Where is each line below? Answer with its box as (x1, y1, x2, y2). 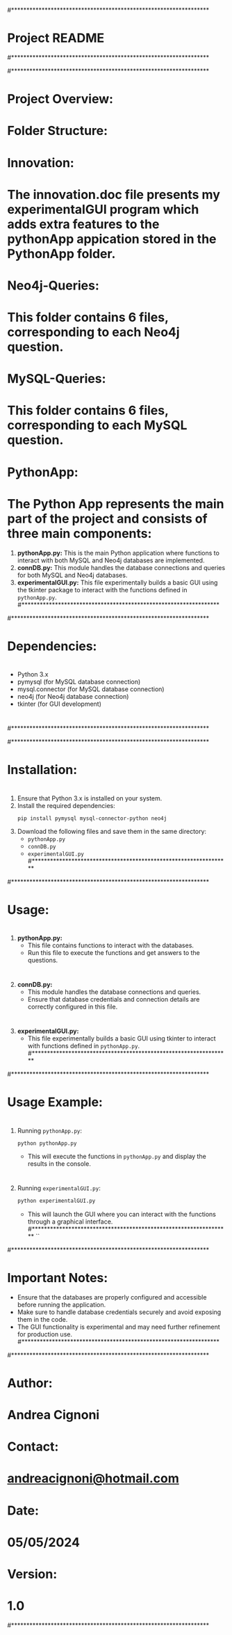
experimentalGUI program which (7, 201, 199, 217)
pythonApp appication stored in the (7, 231, 217, 246)
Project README (7, 31, 105, 46)
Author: (7, 1375, 53, 1391)
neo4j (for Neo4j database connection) (17, 692, 129, 700)
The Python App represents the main (7, 496, 224, 512)
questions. (27, 956, 58, 964)
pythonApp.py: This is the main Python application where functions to (17, 548, 220, 557)
